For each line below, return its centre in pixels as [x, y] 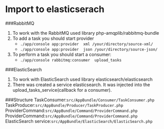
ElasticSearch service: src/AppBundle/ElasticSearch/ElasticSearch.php [79, 121]
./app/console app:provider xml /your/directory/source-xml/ [87, 44]
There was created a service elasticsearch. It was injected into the [81, 85]
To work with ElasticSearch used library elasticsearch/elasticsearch [83, 79]
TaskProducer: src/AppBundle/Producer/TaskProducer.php [64, 105]
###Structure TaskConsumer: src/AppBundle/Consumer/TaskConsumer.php [80, 100]
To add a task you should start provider [53, 38]
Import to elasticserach [55, 9]
